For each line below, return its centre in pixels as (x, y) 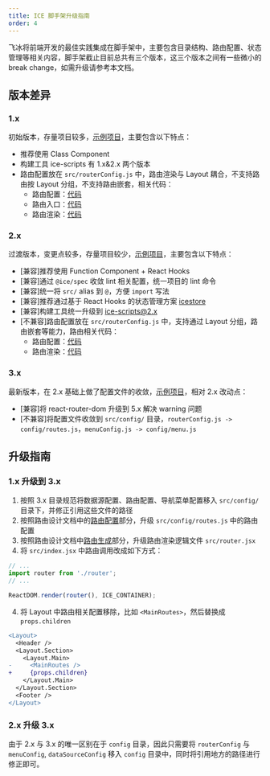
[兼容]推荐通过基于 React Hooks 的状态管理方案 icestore (113, 302)
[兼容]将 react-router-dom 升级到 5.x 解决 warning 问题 (111, 409)
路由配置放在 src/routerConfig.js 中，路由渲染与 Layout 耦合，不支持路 (139, 174)
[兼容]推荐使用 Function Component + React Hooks (105, 271)
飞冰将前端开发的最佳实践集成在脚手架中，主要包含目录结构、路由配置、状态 (135, 47)
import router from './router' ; (62, 573)
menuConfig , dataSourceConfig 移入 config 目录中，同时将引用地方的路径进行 (134, 754)
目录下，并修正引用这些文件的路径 (76, 511)
